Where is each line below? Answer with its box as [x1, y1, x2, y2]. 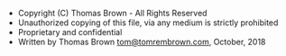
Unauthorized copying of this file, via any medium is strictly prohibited [17, 17, 279, 28]
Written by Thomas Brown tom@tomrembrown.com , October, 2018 [17, 36, 266, 47]
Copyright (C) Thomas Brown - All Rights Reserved [17, 8, 208, 18]
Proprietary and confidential [17, 27, 123, 37]
